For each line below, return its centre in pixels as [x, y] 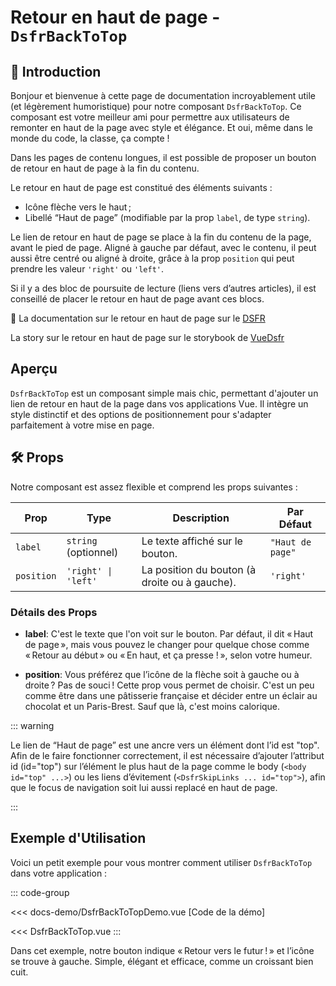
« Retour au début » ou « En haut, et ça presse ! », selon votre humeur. [168, 655]
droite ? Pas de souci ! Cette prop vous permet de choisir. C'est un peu [169, 685]
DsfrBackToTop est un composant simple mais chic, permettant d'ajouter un [164, 393]
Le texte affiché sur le [192, 541]
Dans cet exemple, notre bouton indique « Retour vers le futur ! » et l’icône [162, 950]
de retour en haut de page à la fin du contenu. [105, 168]
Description [201, 518]
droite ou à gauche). [189, 582]
